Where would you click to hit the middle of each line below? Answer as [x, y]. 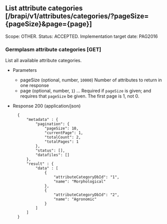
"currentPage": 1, [64, 133]
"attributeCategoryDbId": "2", [87, 195]
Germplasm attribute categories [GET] [53, 49]
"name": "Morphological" [80, 182]
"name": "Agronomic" [75, 199]
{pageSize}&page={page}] [49, 24]
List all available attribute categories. [44, 61]
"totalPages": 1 [62, 142]
